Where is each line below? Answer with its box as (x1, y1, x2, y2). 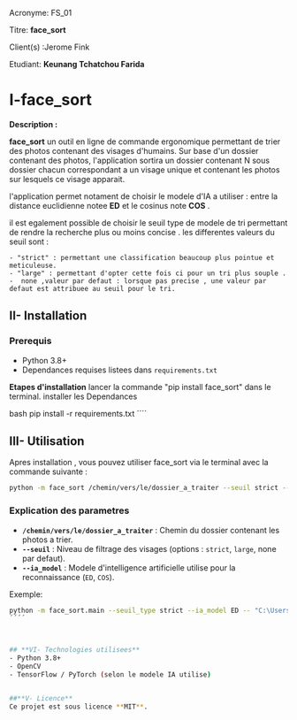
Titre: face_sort (9, 25, 66, 34)
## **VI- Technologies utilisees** (9, 646, 141, 655)
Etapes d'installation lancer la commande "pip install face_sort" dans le (9, 381, 271, 392)
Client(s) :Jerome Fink (9, 42, 90, 52)
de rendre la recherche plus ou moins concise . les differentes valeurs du (9, 226, 276, 237)
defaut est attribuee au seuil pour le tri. (9, 284, 176, 293)
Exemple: (9, 588, 43, 600)
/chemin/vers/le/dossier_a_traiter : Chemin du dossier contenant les (21, 525, 280, 535)
